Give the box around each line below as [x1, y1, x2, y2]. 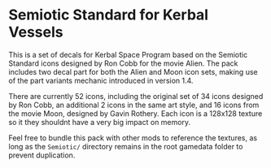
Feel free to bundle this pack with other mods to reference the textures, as [8, 132, 258, 143]
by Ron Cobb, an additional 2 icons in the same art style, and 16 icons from [8, 100, 260, 110]
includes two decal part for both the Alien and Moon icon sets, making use [8, 67, 258, 76]
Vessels [8, 23, 63, 41]
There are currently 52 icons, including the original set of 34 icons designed [8, 91, 264, 101]
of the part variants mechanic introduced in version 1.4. [8, 75, 194, 85]
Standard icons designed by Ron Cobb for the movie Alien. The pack [8, 58, 238, 68]
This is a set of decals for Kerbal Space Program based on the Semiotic [8, 50, 248, 59]
